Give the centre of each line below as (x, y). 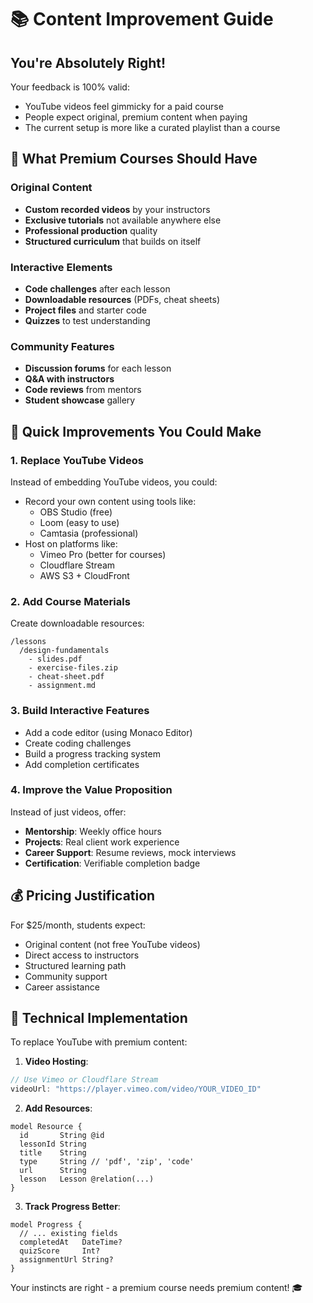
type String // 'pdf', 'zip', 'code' (107, 1162)
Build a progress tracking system (92, 753)
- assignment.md (62, 686)
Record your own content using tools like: (110, 501)
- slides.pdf (55, 659)
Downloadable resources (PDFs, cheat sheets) (122, 299)
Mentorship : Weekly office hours (93, 831)
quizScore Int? (60, 1251)
